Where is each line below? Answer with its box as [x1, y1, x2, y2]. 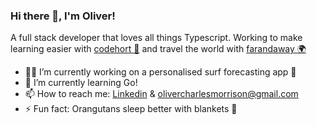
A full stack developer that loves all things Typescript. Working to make [10, 32, 303, 44]
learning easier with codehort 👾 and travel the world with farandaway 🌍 [10, 43, 307, 55]
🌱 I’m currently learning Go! [24, 77, 138, 89]
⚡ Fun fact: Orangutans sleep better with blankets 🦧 [24, 103, 238, 115]
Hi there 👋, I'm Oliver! [10, 9, 116, 23]
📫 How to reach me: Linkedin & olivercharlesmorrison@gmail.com [24, 88, 299, 100]
